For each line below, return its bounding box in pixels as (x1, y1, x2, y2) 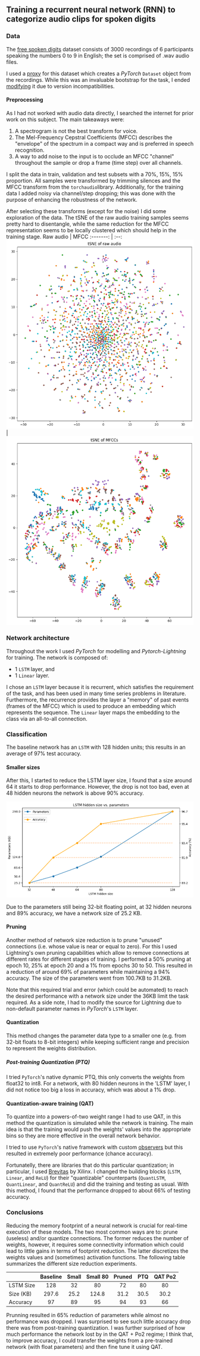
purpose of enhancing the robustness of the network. (6, 196, 138, 203)
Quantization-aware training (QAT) (6, 1100, 94, 1107)
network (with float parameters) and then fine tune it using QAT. (6, 1343, 162, 1351)
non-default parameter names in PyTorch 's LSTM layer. (6, 1005, 139, 1012)
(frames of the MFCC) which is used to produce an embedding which (6, 702, 177, 709)
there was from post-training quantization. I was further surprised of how (6, 1324, 186, 1332)
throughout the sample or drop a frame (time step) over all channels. (14, 159, 183, 166)
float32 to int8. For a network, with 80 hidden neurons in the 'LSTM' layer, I (6, 1080, 190, 1087)
